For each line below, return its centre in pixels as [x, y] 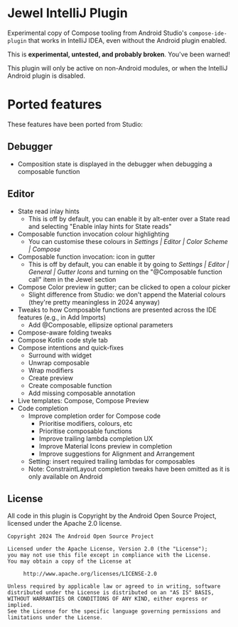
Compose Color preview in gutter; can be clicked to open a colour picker [124, 287]
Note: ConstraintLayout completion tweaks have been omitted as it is [129, 469]
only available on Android [65, 476]
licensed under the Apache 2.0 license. [65, 524]
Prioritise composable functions [86, 431]
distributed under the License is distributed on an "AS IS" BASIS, [111, 593]
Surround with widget [60, 355]
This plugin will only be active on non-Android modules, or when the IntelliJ [118, 68]
